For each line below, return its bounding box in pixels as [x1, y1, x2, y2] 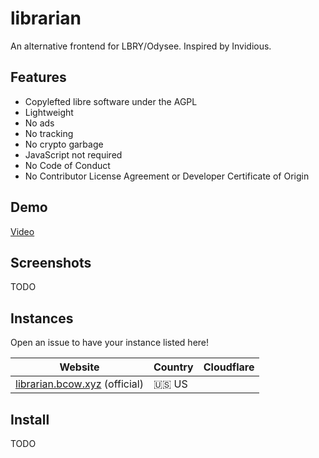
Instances [10, 310, 74, 327]
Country [153, 360, 194, 374]
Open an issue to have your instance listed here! [10, 337, 210, 349]
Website [59, 360, 100, 374]
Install [10, 411, 50, 428]
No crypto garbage [24, 138, 104, 150]
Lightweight [24, 106, 74, 118]
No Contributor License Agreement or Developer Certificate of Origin [24, 170, 310, 182]
